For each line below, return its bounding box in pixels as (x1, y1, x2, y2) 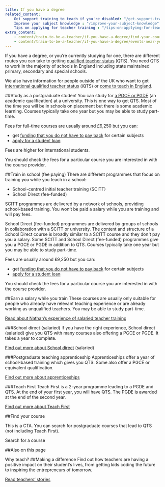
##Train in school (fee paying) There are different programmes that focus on (5, 171, 160, 177)
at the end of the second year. (5, 394, 66, 400)
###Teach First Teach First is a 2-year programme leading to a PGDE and (5, 383, 154, 389)
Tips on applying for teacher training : (14, 26, 100, 30)
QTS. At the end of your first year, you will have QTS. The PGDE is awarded (5, 389, 157, 395)
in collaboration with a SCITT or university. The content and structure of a (5, 226, 154, 232)
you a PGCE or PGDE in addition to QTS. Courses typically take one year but (5, 242, 159, 247)
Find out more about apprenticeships (5, 374, 80, 380)
